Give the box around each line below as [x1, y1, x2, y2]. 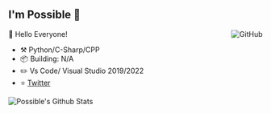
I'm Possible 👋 [8, 8, 81, 22]
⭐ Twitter [19, 78, 51, 87]
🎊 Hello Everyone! [8, 29, 68, 38]
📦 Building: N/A [19, 54, 74, 63]
